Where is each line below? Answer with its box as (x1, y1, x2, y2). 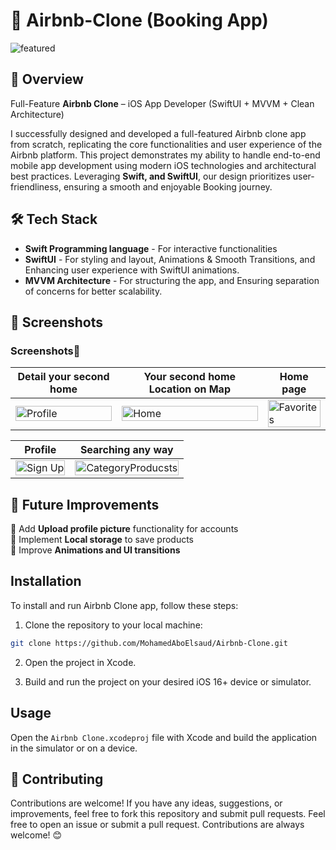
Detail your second (17, 370, 110, 384)
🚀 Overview (10, 71, 84, 88)
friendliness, (10, 180, 62, 193)
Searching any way (79, 443, 174, 457)
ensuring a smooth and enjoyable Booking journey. (63, 180, 273, 193)
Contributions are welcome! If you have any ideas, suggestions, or (10, 797, 283, 809)
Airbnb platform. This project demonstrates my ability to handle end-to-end (10, 149, 321, 161)
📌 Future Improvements (10, 496, 160, 513)
